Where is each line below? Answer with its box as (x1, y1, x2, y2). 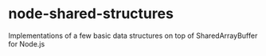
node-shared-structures (8, 5, 174, 23)
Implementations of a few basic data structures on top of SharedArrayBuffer (8, 31, 258, 40)
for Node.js (8, 39, 45, 48)
